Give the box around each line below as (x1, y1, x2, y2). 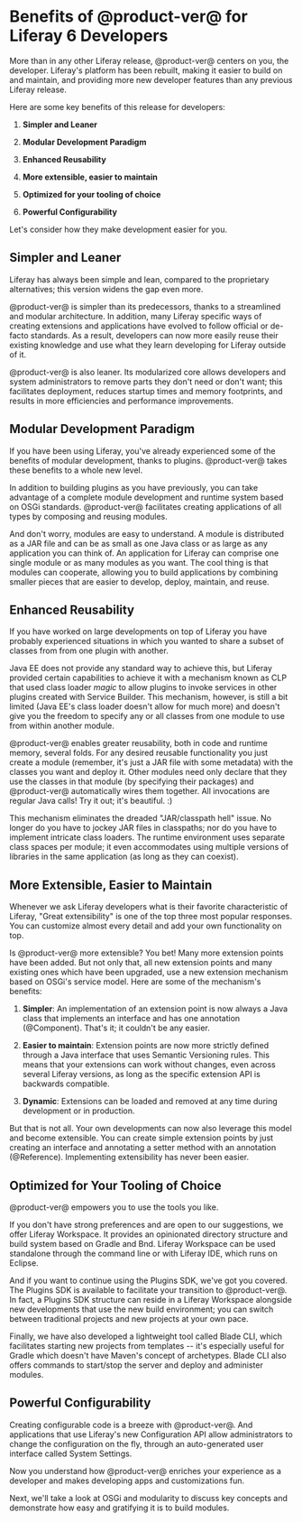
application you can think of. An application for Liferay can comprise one (9, 548, 279, 558)
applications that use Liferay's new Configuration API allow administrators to (9, 1428, 293, 1440)
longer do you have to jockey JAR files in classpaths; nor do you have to (9, 823, 278, 834)
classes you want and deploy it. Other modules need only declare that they (9, 767, 288, 778)
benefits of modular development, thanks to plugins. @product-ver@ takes (9, 455, 288, 466)
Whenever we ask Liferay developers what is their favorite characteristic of (9, 901, 288, 912)
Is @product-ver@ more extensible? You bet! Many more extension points (9, 947, 284, 958)
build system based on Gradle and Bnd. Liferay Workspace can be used (9, 1239, 277, 1249)
